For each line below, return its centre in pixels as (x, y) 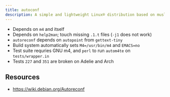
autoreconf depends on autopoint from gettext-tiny (68, 40)
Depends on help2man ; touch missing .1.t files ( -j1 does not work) (82, 34)
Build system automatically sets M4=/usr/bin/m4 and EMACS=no (76, 45)
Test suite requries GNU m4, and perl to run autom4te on (71, 51)
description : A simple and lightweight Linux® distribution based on (80, 15)
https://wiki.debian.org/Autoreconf (49, 89)
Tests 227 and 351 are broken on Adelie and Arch (63, 61)
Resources (23, 77)
